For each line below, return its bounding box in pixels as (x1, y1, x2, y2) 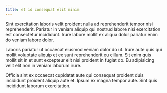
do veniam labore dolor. (5, 37, 54, 43)
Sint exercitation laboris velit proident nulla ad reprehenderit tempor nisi (5, 21, 153, 27)
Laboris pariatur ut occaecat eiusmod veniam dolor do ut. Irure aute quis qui (5, 46, 162, 52)
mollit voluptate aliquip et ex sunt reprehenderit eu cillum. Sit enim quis (5, 52, 151, 58)
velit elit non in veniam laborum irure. (5, 62, 82, 68)
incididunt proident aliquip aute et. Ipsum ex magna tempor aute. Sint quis (5, 77, 158, 83)
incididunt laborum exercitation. (5, 83, 71, 89)
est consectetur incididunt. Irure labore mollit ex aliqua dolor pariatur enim (5, 31, 158, 37)
